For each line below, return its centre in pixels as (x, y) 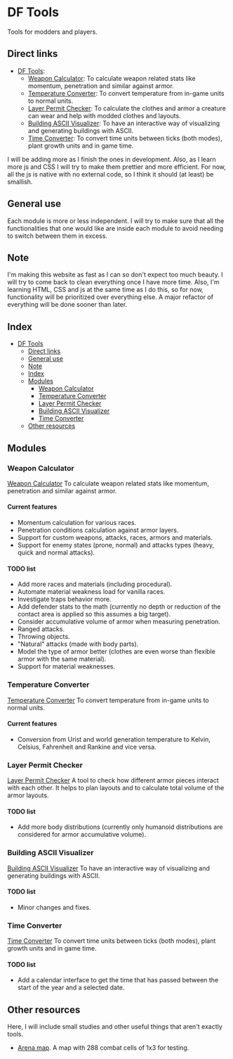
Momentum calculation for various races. (77, 523)
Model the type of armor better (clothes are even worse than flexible (116, 652)
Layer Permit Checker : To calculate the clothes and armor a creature (127, 108)
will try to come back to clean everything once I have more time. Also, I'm (113, 282)
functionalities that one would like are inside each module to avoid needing (115, 228)
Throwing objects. (44, 637)
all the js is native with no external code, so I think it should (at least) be (111, 174)
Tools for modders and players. (53, 32)
